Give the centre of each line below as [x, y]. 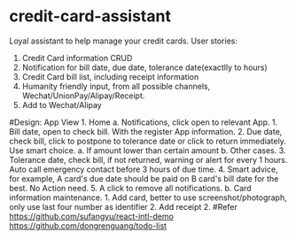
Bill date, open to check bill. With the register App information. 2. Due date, [146, 131]
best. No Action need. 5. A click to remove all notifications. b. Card [130, 188]
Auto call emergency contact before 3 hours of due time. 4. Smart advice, [144, 169]
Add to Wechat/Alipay [62, 105]
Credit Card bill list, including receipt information [110, 76]
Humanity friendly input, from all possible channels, [116, 86]
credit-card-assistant [90, 16]
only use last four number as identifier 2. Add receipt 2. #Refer [123, 206]
